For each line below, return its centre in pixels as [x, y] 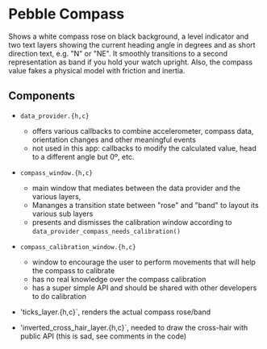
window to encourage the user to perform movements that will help [144, 262]
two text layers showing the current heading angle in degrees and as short [132, 44]
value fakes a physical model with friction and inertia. [97, 70]
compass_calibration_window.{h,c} [78, 247]
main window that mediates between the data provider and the [136, 188]
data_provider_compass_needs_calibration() [106, 231]
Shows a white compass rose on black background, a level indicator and [129, 36]
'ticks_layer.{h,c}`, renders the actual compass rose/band [115, 312]
